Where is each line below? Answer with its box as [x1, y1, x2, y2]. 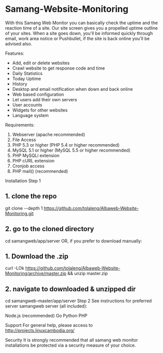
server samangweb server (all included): [5, 303, 87, 309]
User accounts [12, 102, 42, 108]
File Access [12, 137, 36, 143]
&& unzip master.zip [67, 271, 108, 276]
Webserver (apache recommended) [12, 131, 85, 137]
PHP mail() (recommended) [12, 168, 68, 174]
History [12, 80, 28, 87]
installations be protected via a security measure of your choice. [5, 342, 136, 349]
